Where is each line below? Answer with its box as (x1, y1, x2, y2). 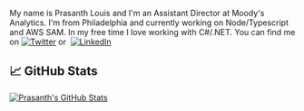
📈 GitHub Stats (9, 63, 98, 79)
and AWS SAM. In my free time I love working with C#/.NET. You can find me (9, 27, 296, 37)
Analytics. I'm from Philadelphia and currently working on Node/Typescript (9, 17, 289, 28)
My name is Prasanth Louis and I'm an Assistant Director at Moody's (9, 8, 265, 18)
